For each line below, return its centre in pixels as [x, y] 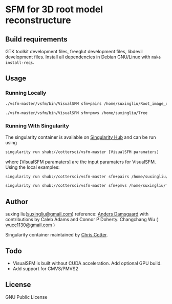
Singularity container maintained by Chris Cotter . [57, 235]
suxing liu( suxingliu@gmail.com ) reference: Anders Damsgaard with [77, 214]
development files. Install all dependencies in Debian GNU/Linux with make [83, 57]
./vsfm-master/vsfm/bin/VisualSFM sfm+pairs [53, 103]
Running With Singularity [37, 126]
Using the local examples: [33, 167]
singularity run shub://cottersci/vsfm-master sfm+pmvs [66, 186]
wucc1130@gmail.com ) [30, 225]
